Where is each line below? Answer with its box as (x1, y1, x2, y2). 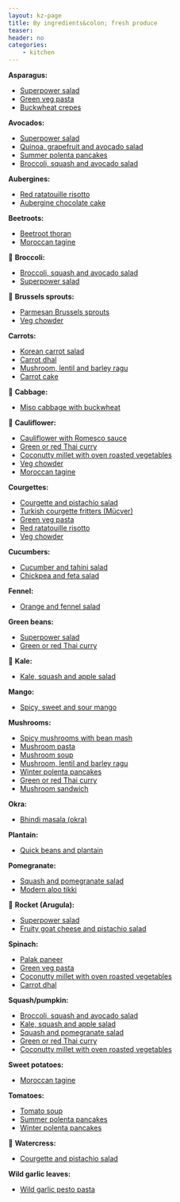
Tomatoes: (8, 1091, 45, 1100)
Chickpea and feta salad (19, 571, 100, 580)
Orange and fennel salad (19, 601, 101, 611)
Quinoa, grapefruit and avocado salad (19, 142, 144, 151)
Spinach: (8, 939, 39, 949)
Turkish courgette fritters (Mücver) (19, 506, 133, 516)
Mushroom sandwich (19, 784, 89, 793)
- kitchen (22, 48, 56, 56)
